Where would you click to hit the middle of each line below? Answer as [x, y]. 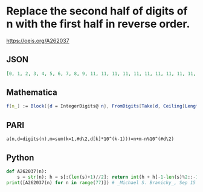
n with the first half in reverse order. [98, 24]
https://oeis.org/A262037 [38, 40]
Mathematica [32, 93]
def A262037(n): [27, 171]
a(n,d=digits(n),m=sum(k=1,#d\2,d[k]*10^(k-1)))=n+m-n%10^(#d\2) [90, 139]
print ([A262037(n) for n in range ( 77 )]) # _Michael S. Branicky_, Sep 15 [101, 182]
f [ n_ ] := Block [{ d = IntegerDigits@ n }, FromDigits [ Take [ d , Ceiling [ [96, 106]
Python [20, 157]
